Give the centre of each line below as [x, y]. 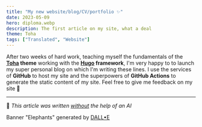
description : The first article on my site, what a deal [79, 28]
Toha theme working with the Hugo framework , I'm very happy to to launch [100, 63]
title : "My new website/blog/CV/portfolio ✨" [65, 12]
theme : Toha [21, 34]
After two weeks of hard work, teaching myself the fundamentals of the [95, 57]
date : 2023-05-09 [28, 17]
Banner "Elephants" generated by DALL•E [58, 117]
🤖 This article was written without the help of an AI [69, 106]
